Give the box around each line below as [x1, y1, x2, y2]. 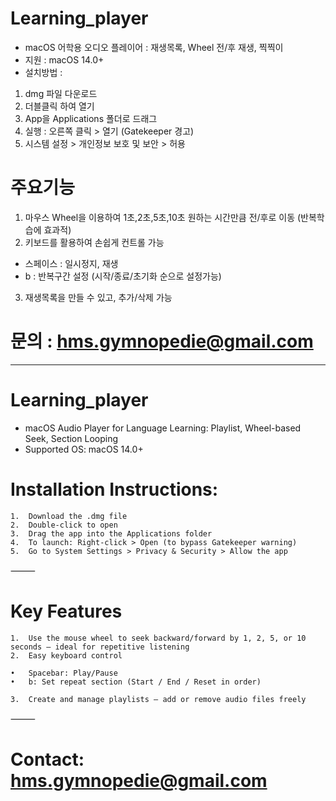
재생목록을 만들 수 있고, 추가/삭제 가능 [24, 291, 173, 303]
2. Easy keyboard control [10, 650, 123, 661]
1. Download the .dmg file [10, 511, 128, 521]
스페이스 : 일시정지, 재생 [24, 257, 119, 269]
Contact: [10, 748, 85, 771]
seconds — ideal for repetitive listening [10, 642, 190, 652]
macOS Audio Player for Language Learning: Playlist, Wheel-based [24, 422, 302, 434]
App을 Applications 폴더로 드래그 [24, 112, 158, 124]
